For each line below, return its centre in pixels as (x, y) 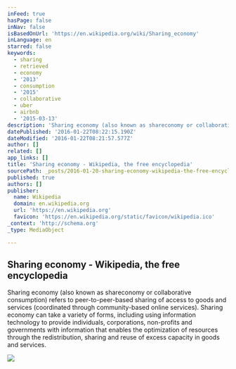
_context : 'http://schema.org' (53, 223)
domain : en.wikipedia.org (52, 204)
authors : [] (25, 184)
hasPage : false (29, 20)
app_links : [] (28, 158)
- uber (23, 106)
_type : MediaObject (36, 230)
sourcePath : (25, 171)
